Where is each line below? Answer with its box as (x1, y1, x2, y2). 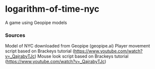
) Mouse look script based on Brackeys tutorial (34, 53, 129, 59)
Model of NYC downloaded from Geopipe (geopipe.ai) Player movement (5, 43, 150, 49)
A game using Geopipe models (5, 20, 67, 25)
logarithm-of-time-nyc (5, 3, 100, 15)
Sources (5, 32, 25, 39)
